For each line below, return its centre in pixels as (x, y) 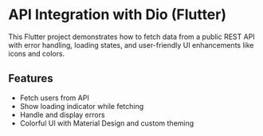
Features (31, 78)
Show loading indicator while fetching (82, 106)
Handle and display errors (62, 115)
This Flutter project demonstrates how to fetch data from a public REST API (131, 37)
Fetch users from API (54, 98)
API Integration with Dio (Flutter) (118, 15)
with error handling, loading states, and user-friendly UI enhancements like (131, 45)
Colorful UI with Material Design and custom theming (107, 123)
